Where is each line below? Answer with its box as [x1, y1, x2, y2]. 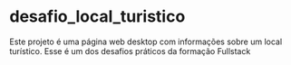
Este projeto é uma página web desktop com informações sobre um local [9, 36, 283, 47]
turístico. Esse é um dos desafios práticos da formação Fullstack [9, 45, 251, 56]
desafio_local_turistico [9, 6, 186, 27]
